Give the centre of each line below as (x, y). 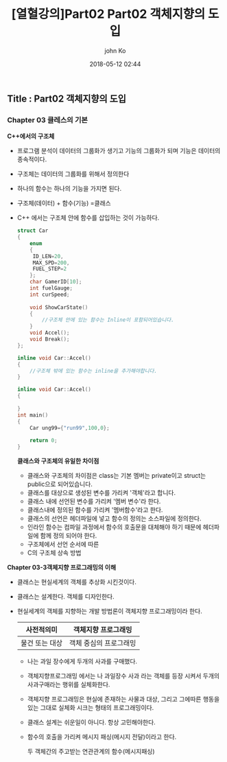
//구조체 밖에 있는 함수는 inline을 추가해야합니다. (94, 371)
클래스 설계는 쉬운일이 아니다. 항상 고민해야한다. (91, 722)
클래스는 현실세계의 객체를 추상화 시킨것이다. (77, 582)
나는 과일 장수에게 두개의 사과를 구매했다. (82, 661)
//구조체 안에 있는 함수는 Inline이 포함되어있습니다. (108, 320)
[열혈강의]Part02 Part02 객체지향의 (108, 14)
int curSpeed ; (50, 295)
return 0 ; (44, 441)
